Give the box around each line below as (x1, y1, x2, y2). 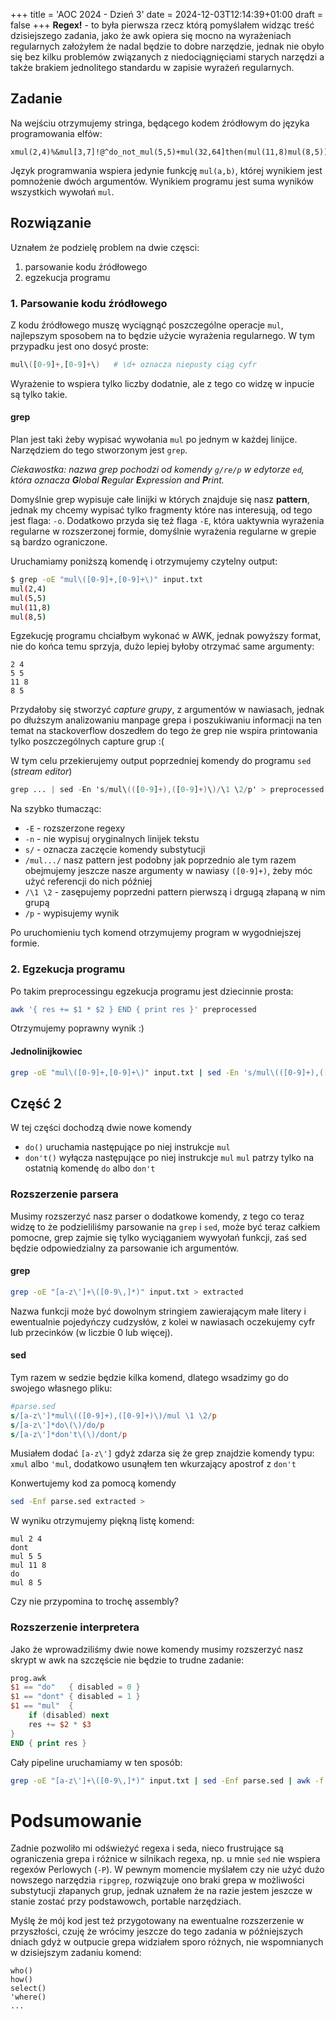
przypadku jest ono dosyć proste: (10, 340, 149, 352)
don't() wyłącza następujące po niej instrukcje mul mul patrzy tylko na (24, 1152, 315, 1164)
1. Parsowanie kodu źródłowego (10, 296, 168, 310)
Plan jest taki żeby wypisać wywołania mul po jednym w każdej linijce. (10, 434, 298, 445)
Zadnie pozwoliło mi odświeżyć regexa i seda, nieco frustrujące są (10, 1842, 284, 1854)
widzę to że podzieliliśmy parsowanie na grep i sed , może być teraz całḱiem (10, 1220, 321, 1233)
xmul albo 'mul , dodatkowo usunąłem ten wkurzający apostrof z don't (10, 1458, 297, 1470)
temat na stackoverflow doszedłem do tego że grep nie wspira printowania (10, 725, 318, 737)
